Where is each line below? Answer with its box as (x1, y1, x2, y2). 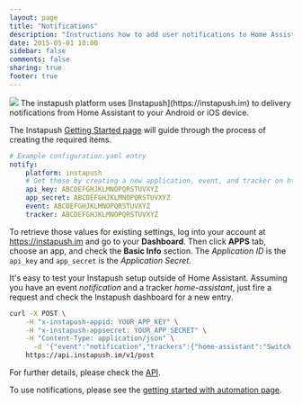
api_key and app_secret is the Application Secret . (9, 255, 191, 265)
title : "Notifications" (9, 22, 99, 31)
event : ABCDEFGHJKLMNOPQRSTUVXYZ (25, 202, 151, 211)
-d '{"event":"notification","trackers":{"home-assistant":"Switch (32, 343, 292, 352)
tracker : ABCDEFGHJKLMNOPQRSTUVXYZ (25, 210, 159, 219)
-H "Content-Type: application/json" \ (25, 334, 175, 343)
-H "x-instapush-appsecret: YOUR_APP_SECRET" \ (25, 326, 207, 335)
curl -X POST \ (9, 309, 67, 318)
